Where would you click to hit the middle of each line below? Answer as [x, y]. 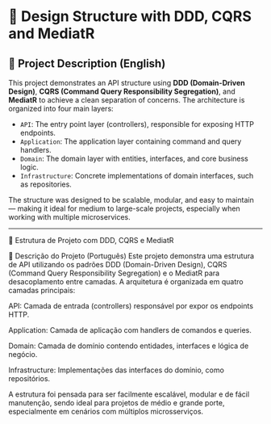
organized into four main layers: [61, 109]
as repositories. [46, 184]
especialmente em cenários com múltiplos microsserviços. [106, 411]
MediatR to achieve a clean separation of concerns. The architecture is [127, 100]
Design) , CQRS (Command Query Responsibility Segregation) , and [122, 91]
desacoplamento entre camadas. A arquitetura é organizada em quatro [126, 281]
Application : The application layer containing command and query [131, 141]
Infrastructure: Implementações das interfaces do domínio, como [116, 370]
